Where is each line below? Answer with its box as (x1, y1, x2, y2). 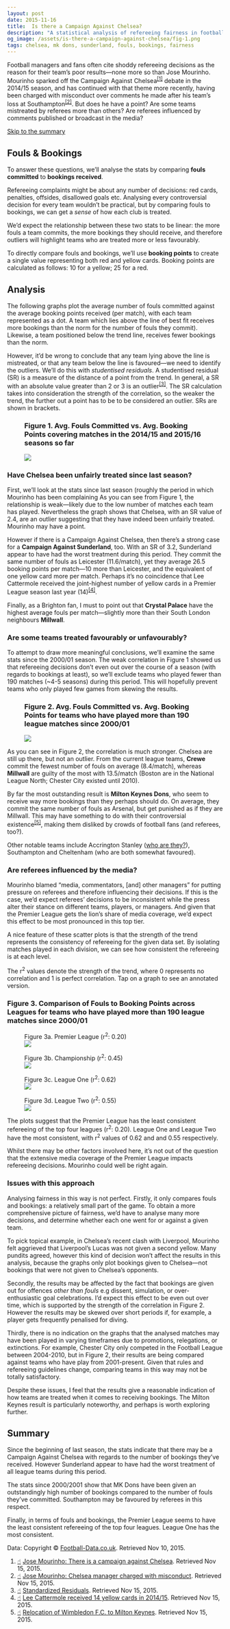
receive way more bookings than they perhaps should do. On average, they (7, 797, 220, 806)
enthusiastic (7, 1293, 42, 1302)
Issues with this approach (7, 1178, 94, 1188)
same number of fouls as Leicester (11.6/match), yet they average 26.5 (7, 557, 205, 566)
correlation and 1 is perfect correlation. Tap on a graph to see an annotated (7, 974, 218, 983)
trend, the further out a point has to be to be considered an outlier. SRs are (7, 396, 218, 405)
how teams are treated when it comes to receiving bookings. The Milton (7, 1393, 210, 1401)
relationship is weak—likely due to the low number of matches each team (7, 500, 214, 508)
